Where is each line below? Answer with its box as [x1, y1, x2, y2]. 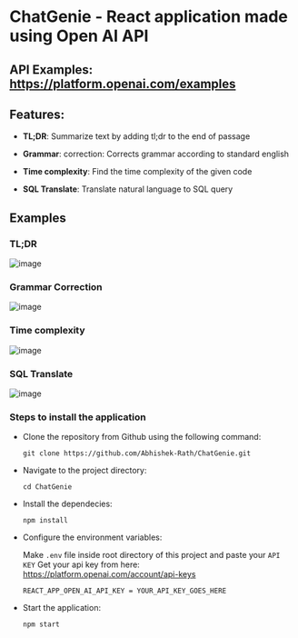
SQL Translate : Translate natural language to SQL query [22, 184, 233, 194]
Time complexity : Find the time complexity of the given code [22, 166, 253, 177]
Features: [9, 106, 65, 122]
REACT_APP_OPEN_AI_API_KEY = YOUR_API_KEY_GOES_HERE [22, 586, 227, 596]
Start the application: [22, 603, 102, 613]
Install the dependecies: [22, 498, 113, 510]
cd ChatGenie [22, 483, 73, 492]
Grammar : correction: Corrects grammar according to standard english [22, 148, 289, 160]
